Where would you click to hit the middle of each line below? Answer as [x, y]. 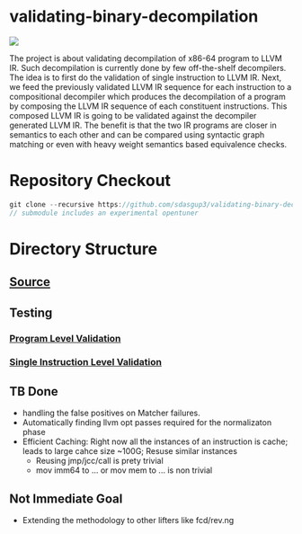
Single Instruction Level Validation [85, 362]
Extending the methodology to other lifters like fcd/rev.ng [128, 521]
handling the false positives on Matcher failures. [111, 413]
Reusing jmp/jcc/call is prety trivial [99, 461]
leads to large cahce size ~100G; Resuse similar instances [130, 451]
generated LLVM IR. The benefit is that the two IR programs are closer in [143, 125]
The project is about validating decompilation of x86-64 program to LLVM [146, 58]
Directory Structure [84, 249]
